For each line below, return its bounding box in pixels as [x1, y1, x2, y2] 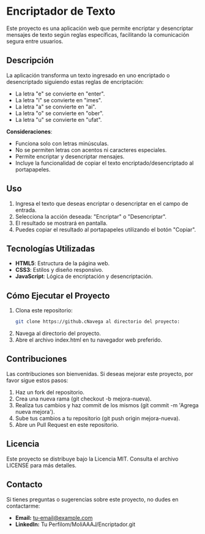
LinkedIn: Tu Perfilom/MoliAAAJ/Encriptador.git [15, 521, 136, 528]
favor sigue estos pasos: [6, 377, 69, 384]
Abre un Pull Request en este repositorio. [15, 421, 119, 428]
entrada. [15, 206, 37, 214]
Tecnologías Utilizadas [6, 243, 95, 254]
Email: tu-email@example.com [15, 514, 93, 521]
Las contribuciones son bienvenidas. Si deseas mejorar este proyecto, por [6, 370, 194, 377]
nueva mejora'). [15, 408, 55, 415]
